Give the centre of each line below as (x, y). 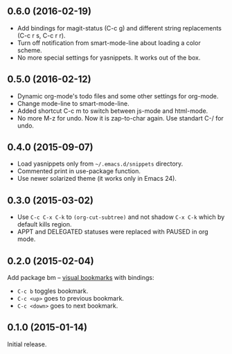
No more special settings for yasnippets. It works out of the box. (109, 57)
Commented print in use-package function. (79, 171)
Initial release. (27, 344)
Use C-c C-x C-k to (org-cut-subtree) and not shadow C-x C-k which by (121, 217)
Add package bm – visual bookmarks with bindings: (81, 278)
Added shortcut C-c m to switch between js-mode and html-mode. (113, 111)
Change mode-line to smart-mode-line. (73, 103)
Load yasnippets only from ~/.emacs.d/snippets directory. (100, 164)
